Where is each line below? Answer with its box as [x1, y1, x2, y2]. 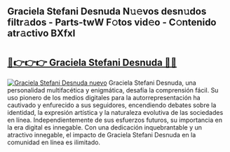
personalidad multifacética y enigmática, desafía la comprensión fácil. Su [7, 86, 219, 94]
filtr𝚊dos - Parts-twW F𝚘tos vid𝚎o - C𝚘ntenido [7, 17, 217, 29]
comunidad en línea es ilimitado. [7, 138, 100, 146]
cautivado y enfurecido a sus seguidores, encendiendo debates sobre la [7, 101, 217, 109]
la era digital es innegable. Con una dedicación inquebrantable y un [7, 123, 202, 132]
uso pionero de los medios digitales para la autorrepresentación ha [7, 94, 201, 102]
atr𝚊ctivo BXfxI [7, 27, 76, 39]
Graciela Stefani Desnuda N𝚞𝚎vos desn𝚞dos [7, 6, 207, 18]
